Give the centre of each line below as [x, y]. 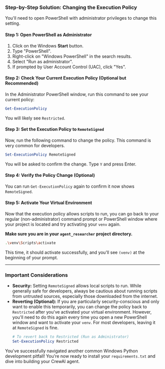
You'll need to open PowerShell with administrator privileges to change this [81, 18]
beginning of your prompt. [31, 257]
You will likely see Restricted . [35, 118]
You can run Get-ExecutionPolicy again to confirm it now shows [70, 186]
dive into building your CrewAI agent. [42, 361]
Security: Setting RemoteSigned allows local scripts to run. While [77, 286]
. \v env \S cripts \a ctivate [30, 243]
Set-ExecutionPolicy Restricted [45, 342]
